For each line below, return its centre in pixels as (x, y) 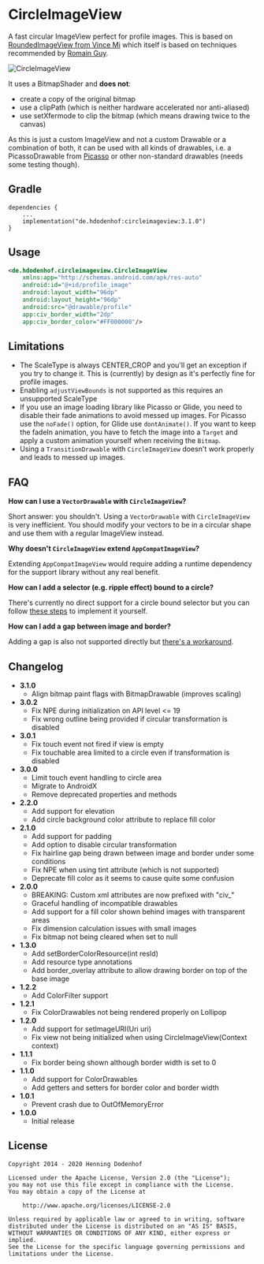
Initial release (53, 1121)
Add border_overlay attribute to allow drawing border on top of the (139, 970)
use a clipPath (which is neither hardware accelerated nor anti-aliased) (134, 107)
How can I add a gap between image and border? (90, 626)
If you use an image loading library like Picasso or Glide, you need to (131, 407)
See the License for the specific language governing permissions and (126, 1247)
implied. (22, 1240)
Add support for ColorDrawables (84, 1079)
